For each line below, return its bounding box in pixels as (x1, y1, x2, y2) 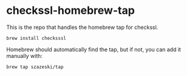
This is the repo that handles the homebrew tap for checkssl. (6, 24, 158, 31)
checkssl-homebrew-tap (6, 4, 135, 17)
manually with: (6, 52, 42, 59)
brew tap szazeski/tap (6, 64, 64, 70)
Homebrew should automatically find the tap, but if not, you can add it (6, 46, 181, 53)
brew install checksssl (6, 35, 67, 41)
